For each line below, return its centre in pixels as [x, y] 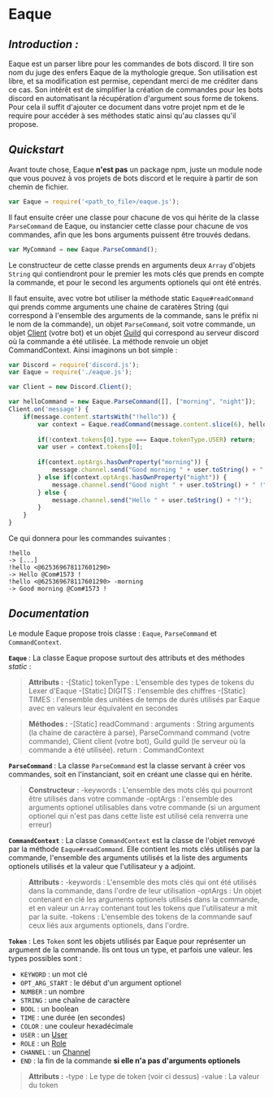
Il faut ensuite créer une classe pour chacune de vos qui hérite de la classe [134, 217]
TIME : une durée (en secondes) [73, 1017]
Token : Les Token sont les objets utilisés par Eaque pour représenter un [127, 941]
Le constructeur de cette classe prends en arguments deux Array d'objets [132, 264]
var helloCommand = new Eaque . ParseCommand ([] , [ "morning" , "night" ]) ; [132, 402]
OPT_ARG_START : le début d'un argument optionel [100, 982]
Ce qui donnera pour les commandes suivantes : [89, 539]
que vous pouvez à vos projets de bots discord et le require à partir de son [133, 178]
